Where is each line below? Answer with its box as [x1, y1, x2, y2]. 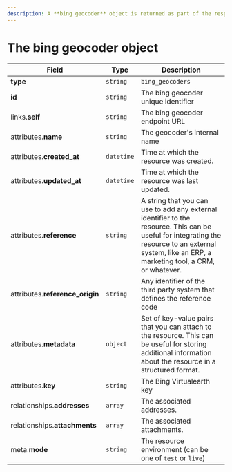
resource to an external [140, 239, 216, 249]
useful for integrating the [140, 230, 222, 240]
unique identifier [140, 96, 195, 106]
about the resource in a [140, 357, 216, 366]
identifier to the [140, 213, 191, 223]
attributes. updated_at [10, 176, 81, 185]
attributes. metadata [10, 339, 76, 349]
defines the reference [140, 293, 211, 303]
